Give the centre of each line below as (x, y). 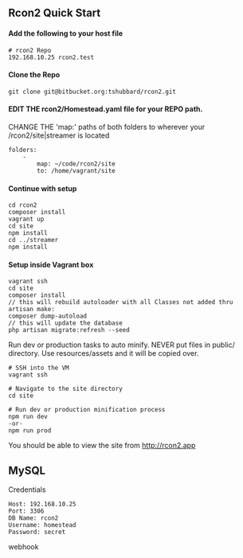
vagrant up (26, 219)
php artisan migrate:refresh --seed (69, 330)
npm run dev (28, 417)
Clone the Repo (34, 75)
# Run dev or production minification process (87, 410)
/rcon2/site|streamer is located (59, 135)
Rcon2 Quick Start (55, 13)
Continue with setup (43, 188)
